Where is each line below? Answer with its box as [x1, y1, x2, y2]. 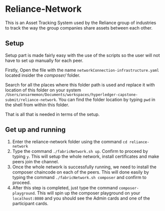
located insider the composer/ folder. [5, 72, 81, 78]
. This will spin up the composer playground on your [34, 190, 141, 196]
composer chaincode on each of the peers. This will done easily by [12, 169, 149, 175]
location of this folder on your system [5, 87, 82, 93]
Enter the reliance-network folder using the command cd [12, 139, 127, 145]
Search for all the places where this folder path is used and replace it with [5, 82, 155, 88]
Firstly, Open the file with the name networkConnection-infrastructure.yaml [5, 67, 160, 73]
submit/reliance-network [5, 97, 56, 102]
